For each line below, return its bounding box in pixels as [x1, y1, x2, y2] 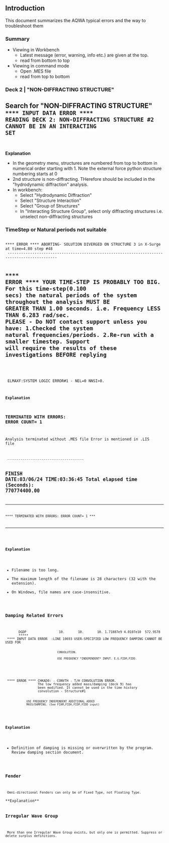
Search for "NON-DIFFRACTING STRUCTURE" [5, 102, 152, 110]
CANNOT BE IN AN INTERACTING [5, 123, 97, 130]
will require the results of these [5, 344, 117, 352]
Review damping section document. [12, 750, 84, 755]
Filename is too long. [12, 568, 59, 573]
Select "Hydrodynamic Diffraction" [20, 192, 92, 198]
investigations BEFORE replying [5, 351, 107, 359]
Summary [5, 35, 30, 42]
